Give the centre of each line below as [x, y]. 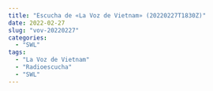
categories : [28, 38]
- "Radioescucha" [44, 67]
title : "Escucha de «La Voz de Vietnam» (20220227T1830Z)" [107, 15]
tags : [17, 52]
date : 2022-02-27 [37, 23]
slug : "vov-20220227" [44, 30]
